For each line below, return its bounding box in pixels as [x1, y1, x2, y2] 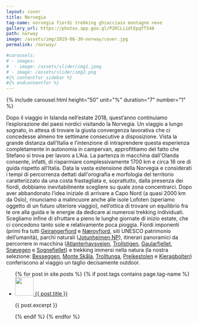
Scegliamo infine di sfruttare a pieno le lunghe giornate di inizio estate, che [6, 215, 189, 222]
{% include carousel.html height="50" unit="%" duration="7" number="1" [6, 96, 186, 104]
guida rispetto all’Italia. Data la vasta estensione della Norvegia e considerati [6, 164, 192, 172]
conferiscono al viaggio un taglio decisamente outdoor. [6, 259, 141, 266]
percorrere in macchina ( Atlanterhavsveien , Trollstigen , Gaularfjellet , [6, 240, 173, 247]
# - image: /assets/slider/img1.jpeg [6, 63, 102, 69]
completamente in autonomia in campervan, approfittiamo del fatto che [6, 146, 179, 153]
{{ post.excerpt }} [14, 302, 58, 309]
